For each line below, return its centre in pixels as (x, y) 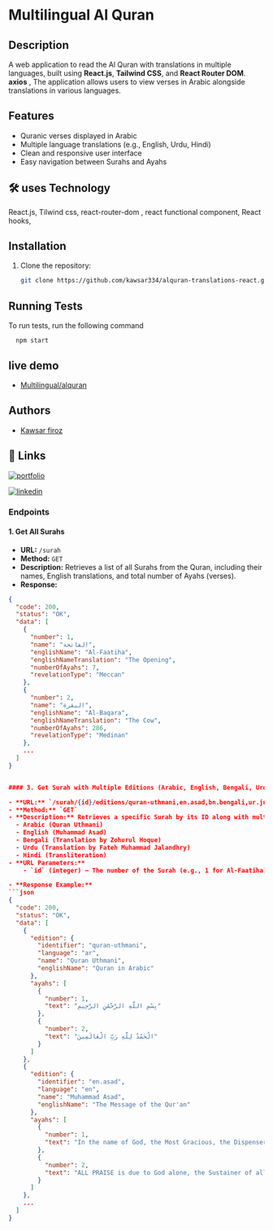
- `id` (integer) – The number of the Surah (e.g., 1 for (123, 870)
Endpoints (29, 512)
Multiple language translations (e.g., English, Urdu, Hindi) (115, 144)
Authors (30, 411)
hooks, (20, 221)
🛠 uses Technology (60, 188)
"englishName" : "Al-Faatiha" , (81, 652)
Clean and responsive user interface (81, 153)
